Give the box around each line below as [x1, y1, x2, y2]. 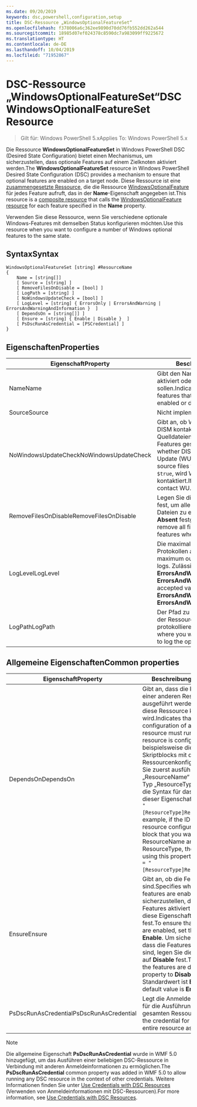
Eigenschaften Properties [6, 342, 100, 352]
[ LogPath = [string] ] [16, 290, 75, 297]
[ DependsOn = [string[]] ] [16, 311, 85, 317]
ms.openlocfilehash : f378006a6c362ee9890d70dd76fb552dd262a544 [6, 25, 164, 31]
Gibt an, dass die [142, 685, 189, 693]
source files [157, 462, 189, 470]
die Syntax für [142, 788, 181, 796]
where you [157, 630, 186, 638]
